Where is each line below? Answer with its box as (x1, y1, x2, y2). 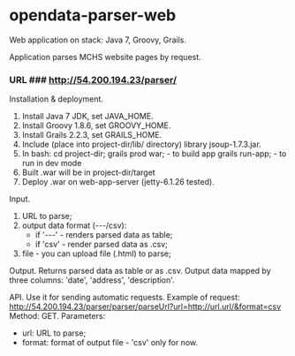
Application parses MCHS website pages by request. (9, 51, 201, 62)
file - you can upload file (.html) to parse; (21, 248, 171, 259)
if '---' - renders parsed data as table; (34, 230, 173, 240)
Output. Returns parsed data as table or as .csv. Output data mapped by (9, 266, 271, 276)
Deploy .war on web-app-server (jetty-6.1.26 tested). (21, 177, 215, 187)
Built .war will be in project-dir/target (21, 167, 156, 178)
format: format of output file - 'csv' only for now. (21, 337, 199, 348)
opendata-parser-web (9, 5, 177, 26)
